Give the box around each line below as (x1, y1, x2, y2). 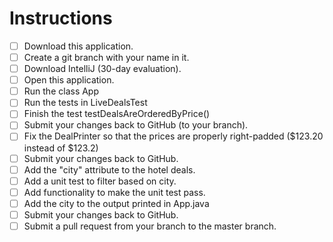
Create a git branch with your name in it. (23, 52, 190, 63)
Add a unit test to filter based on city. (23, 175, 177, 187)
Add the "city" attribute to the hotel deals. (23, 163, 196, 176)
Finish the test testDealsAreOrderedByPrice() (23, 108, 211, 120)
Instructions (9, 7, 113, 30)
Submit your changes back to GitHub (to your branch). (23, 119, 249, 131)
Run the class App (23, 85, 100, 97)
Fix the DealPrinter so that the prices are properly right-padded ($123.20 (23, 130, 324, 142)
